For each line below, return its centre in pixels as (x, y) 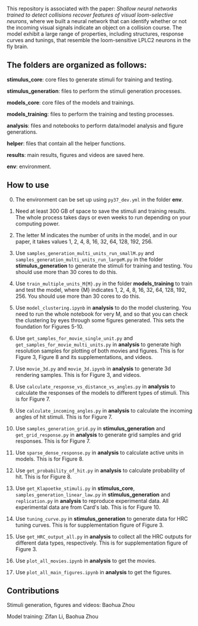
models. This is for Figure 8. (49, 459)
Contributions (33, 591)
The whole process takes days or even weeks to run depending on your (103, 217)
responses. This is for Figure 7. (53, 441)
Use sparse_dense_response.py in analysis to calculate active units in (99, 452)
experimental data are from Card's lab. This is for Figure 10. (88, 507)
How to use (28, 185)
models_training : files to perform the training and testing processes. (90, 114)
